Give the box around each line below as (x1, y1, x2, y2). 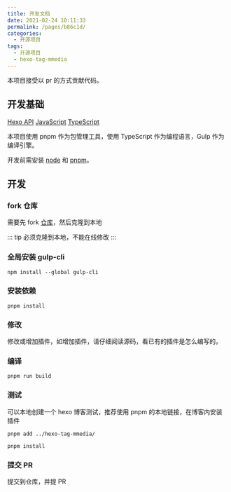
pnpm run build (7, 373, 52, 380)
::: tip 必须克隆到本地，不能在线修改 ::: (7, 233, 117, 242)
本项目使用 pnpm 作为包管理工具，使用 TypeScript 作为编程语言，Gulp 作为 (7, 132, 225, 140)
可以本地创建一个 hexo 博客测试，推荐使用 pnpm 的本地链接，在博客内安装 (7, 407, 223, 416)
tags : (7, 43, 23, 50)
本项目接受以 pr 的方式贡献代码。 (7, 76, 103, 84)
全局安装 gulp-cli (7, 252, 65, 262)
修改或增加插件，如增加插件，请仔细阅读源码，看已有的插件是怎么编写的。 (7, 337, 222, 346)
